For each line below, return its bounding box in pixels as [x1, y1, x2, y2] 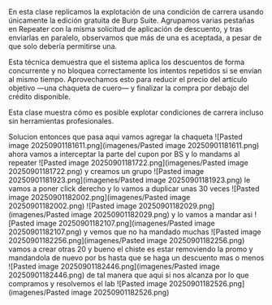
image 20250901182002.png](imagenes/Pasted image [8, 193, 191, 202]
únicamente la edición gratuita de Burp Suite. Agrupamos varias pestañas [8, 15, 255, 25]
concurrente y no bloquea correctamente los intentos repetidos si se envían [8, 66, 262, 76]
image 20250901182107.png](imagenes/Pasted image [36, 219, 215, 228]
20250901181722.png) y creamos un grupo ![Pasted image [8, 167, 205, 176]
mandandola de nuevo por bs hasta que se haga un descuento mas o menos [8, 253, 265, 263]
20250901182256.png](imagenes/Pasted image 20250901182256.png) [8, 236, 245, 245]
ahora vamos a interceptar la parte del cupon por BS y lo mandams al [8, 150, 240, 159]
